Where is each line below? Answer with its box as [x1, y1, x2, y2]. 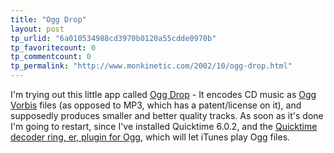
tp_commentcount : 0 [10, 52, 92, 62]
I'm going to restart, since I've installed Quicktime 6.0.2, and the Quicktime [10, 121, 318, 132]
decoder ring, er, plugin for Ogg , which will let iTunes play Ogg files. [10, 131, 291, 143]
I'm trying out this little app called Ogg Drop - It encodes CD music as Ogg [10, 89, 317, 100]
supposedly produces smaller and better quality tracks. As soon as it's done [10, 110, 324, 121]
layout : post [10, 24, 65, 34]
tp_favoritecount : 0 [10, 42, 97, 53]
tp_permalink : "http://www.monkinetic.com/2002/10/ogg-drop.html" [10, 61, 293, 71]
